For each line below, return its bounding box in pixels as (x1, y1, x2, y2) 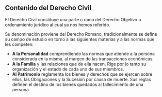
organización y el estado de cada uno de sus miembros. (12, 66, 125, 72)
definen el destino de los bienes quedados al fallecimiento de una (12, 82, 144, 87)
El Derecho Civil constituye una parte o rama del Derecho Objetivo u (5, 16, 142, 22)
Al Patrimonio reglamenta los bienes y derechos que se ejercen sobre (12, 71, 153, 77)
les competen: (5, 41, 34, 47)
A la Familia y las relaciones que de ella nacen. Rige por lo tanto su (12, 61, 146, 67)
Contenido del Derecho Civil (5, 4, 92, 12)
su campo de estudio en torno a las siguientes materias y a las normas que (5, 36, 155, 42)
